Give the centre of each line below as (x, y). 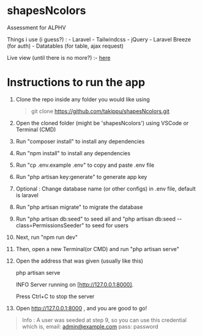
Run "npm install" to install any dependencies (73, 153)
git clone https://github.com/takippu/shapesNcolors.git (100, 111)
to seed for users (107, 225)
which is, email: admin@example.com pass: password (90, 326)
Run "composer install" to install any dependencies (80, 141)
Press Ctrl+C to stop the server (55, 296)
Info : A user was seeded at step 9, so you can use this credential (104, 320)
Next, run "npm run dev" (47, 237)
